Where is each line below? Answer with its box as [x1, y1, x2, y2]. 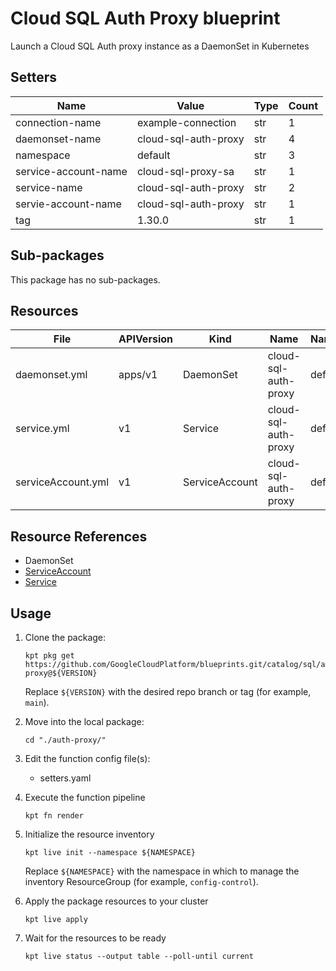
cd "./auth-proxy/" [24, 735, 107, 745]
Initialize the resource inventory [24, 828, 155, 840]
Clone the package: [24, 632, 107, 643]
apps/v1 [118, 368, 158, 382]
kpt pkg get [24, 651, 75, 661]
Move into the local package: [24, 716, 145, 727]
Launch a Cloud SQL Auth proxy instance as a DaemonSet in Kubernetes [10, 40, 310, 52]
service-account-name [15, 164, 128, 178]
